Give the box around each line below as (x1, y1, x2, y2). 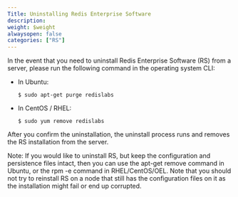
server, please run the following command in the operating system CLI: (7, 64, 215, 73)
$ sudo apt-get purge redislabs (17, 92, 114, 99)
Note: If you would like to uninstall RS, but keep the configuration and (7, 151, 211, 160)
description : (7, 17, 46, 24)
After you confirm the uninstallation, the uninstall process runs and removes (7, 130, 230, 139)
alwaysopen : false (7, 30, 62, 38)
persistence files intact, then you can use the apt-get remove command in (7, 159, 224, 168)
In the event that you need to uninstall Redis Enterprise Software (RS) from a (7, 56, 232, 65)
